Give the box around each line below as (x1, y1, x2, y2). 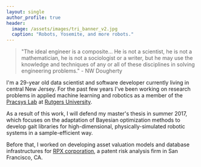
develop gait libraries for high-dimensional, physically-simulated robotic (6, 123, 186, 130)
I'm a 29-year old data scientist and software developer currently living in (6, 79, 189, 87)
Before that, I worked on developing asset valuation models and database (6, 141, 189, 148)
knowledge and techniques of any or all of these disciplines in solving (21, 61, 195, 68)
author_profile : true (6, 15, 61, 21)
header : (6, 20, 26, 26)
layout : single (6, 8, 45, 15)
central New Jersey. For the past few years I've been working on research (6, 85, 191, 93)
